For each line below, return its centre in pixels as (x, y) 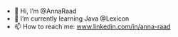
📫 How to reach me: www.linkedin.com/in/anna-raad (92, 26)
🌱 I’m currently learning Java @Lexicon (72, 18)
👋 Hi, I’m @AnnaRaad (45, 11)
